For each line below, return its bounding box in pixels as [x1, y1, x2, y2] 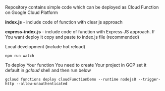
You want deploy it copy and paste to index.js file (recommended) [5, 34, 140, 40]
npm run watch [5, 53, 35, 58]
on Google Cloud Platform [5, 9, 58, 15]
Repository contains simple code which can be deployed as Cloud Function [5, 4, 159, 10]
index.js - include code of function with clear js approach [5, 19, 123, 25]
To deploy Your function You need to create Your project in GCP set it [5, 62, 147, 68]
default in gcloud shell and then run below [5, 67, 91, 73]
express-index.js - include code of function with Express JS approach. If [5, 29, 155, 34]
